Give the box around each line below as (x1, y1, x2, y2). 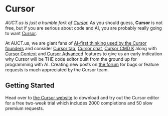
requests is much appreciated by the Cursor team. (5, 66, 109, 73)
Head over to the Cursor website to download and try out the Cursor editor (5, 94, 159, 100)
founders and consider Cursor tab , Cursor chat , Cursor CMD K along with (5, 45, 157, 51)
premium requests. (5, 105, 44, 111)
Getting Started (5, 81, 55, 90)
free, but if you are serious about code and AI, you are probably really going (5, 25, 162, 31)
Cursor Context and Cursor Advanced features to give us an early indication (5, 51, 162, 57)
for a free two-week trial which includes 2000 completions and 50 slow (5, 100, 153, 106)
